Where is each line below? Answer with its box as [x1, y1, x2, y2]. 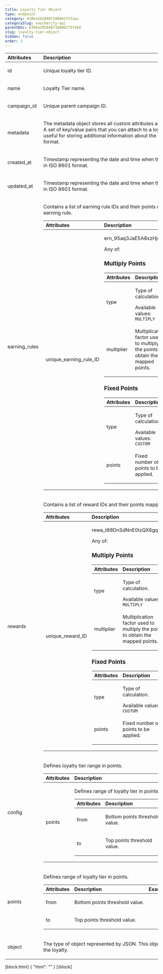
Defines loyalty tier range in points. [43, 762, 123, 769]
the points [135, 346, 158, 353]
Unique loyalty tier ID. [43, 67, 93, 74]
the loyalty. [43, 947, 69, 954]
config [7, 809, 22, 816]
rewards [7, 623, 26, 630]
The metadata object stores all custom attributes [43, 120, 154, 127]
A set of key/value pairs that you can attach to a [43, 126, 152, 133]
